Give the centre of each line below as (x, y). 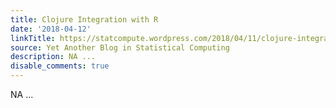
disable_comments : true (60, 66)
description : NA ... (53, 57)
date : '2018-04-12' (51, 29)
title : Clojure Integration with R (84, 19)
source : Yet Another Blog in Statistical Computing (120, 47)
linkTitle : (33, 38)
